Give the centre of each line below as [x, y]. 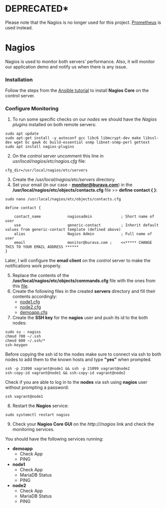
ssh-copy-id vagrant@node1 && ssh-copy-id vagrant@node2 [65, 373]
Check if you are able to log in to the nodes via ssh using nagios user [76, 382]
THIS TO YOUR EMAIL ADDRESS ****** [42, 247]
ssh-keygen [16, 345]
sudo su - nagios [23, 332]
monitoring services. [33, 430]
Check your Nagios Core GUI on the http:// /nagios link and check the [83, 424]
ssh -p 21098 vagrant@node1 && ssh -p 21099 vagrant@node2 [68, 369]
